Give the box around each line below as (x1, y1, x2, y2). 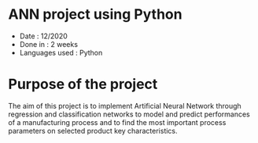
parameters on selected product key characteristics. (8, 126, 179, 135)
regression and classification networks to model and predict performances (8, 109, 250, 119)
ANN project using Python (8, 5, 182, 23)
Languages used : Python (19, 48, 103, 57)
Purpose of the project (8, 76, 158, 93)
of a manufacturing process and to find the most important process (8, 117, 227, 127)
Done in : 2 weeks (19, 39, 79, 48)
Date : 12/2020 (19, 31, 68, 41)
